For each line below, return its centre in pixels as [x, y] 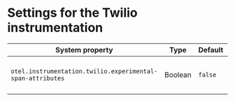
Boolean [178, 75]
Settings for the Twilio [72, 13]
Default [211, 50]
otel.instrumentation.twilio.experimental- [84, 71]
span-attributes [38, 78]
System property [84, 50]
